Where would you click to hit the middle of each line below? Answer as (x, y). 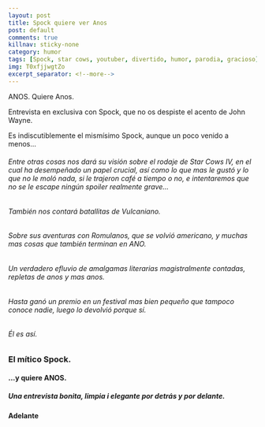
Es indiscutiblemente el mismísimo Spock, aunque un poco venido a (118, 136)
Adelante (24, 416)
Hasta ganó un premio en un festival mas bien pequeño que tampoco (121, 301)
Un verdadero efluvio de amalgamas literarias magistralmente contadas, (127, 269)
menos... (22, 143)
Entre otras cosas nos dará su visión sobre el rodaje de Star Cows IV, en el (130, 162)
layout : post (30, 15)
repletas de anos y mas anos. (56, 277)
